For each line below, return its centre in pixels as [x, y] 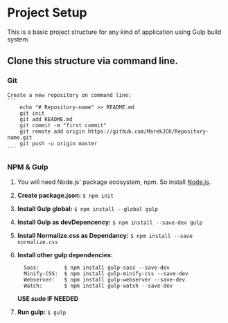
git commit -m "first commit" [63, 125]
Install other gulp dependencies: [65, 255]
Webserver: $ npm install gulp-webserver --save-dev [105, 279]
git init [32, 113]
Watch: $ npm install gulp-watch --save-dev [98, 286]
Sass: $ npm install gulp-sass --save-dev [97, 268]
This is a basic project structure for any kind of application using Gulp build [114, 32]
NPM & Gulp [28, 167]
